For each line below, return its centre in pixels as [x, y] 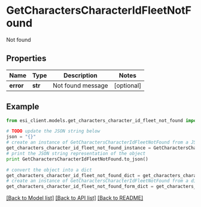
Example [23, 107]
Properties [26, 58]
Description [80, 75]
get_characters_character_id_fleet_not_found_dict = [73, 175]
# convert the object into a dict [49, 170]
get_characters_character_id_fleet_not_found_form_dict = [80, 187]
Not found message [81, 86]
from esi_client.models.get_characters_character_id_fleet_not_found [95, 120]
